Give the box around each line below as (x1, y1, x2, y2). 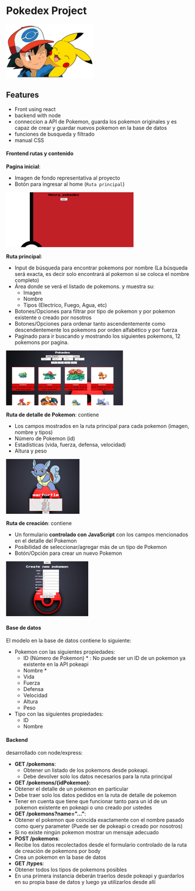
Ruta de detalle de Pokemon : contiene (6, 411, 99, 418)
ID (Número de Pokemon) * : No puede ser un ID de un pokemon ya (23, 655, 186, 662)
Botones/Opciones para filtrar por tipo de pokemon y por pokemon (14, 308, 176, 315)
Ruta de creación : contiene (6, 519, 72, 527)
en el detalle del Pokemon (14, 537, 77, 544)
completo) (14, 277, 40, 284)
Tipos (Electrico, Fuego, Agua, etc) (23, 301, 107, 308)
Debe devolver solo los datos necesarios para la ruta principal (23, 773, 172, 780)
